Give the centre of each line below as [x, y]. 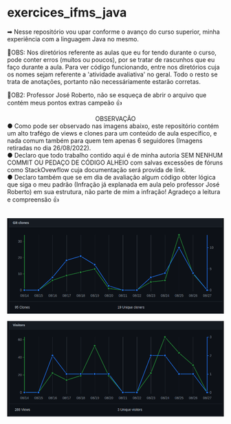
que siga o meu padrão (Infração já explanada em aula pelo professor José [113, 184]
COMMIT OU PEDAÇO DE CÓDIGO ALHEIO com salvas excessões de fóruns [115, 162]
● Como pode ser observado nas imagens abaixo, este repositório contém [113, 126]
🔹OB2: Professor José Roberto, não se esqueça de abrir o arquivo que [107, 95]
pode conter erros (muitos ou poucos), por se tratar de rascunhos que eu [111, 59]
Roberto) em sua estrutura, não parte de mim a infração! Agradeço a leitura [114, 191]
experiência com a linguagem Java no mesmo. [73, 39]
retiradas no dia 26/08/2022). [49, 148]
